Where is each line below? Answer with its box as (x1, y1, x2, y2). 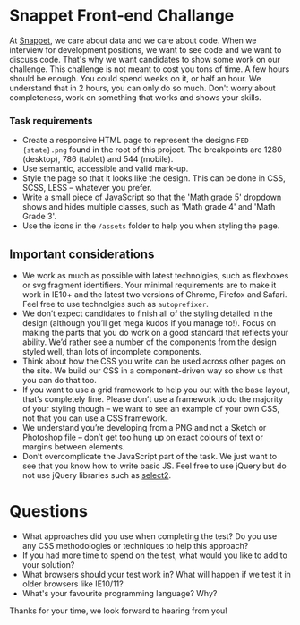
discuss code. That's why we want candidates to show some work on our (9, 54, 280, 64)
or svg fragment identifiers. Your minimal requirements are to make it (21, 279, 277, 291)
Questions (9, 501, 88, 522)
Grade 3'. (21, 211, 56, 222)
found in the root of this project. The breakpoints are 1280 (68, 144, 282, 155)
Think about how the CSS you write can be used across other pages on (21, 355, 287, 367)
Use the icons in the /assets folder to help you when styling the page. (21, 220, 280, 231)
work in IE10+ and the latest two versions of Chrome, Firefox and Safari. (21, 289, 287, 300)
